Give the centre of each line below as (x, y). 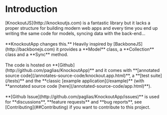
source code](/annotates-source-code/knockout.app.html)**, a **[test (77, 75)
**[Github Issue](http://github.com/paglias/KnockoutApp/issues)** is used (82, 96)
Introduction (31, 9)
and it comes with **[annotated (128, 70)
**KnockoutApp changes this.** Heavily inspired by (59, 44)
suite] (156, 75)
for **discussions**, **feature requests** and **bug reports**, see (74, 102)
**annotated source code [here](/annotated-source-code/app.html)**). (79, 86)
